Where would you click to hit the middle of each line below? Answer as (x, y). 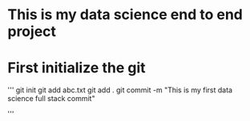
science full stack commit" (51, 99)
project (32, 31)
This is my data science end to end (125, 15)
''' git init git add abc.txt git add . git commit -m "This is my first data (120, 90)
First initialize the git (77, 68)
